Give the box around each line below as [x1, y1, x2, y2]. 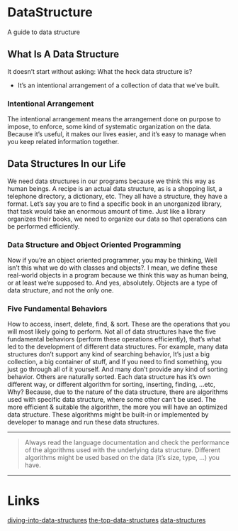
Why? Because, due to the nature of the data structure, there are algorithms [7, 388, 229, 396]
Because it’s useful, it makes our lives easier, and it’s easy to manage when [7, 130, 227, 138]
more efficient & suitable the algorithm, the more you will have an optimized [7, 403, 228, 412]
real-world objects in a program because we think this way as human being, [7, 271, 229, 280]
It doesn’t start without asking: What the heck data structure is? [7, 67, 193, 75]
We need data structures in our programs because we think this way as [7, 177, 215, 185]
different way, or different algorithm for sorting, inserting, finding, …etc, [7, 381, 216, 389]
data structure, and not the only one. [7, 286, 115, 295]
